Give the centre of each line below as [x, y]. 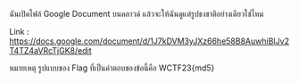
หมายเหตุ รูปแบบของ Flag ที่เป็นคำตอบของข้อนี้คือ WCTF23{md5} [112, 68]
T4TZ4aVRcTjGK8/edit [50, 50]
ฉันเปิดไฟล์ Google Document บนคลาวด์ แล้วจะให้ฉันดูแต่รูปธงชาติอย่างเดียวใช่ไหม [137, 14]
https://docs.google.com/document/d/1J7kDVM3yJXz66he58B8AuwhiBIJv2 [149, 41]
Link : [19, 32]
